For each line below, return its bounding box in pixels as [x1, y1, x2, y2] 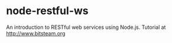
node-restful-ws [6, 4, 89, 18]
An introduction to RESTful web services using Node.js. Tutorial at [6, 24, 166, 31]
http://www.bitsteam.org [6, 29, 66, 37]
